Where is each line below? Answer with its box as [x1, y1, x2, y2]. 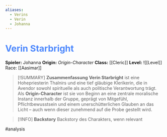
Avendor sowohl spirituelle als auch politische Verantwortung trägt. [17, 85, 157, 91]
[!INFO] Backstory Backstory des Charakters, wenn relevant [17, 116, 143, 122]
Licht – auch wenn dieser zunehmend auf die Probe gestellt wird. [17, 106, 152, 113]
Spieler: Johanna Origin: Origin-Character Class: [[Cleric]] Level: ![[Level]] [5, 60, 162, 66]
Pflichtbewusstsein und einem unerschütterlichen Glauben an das [17, 101, 154, 107]
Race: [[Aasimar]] [5, 65, 42, 71]
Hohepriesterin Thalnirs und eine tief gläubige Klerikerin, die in [17, 80, 147, 86]
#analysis [5, 126, 25, 132]
